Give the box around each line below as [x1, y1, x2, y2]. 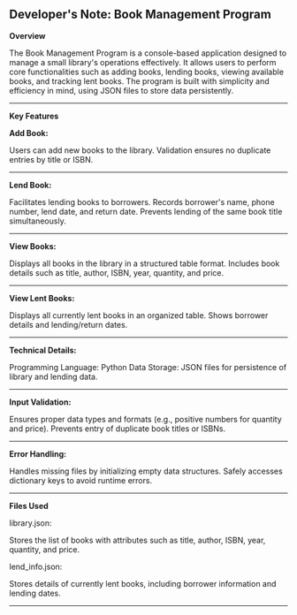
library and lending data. [9, 371, 98, 382]
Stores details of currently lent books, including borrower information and [9, 578, 277, 588]
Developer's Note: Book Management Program [9, 7, 271, 22]
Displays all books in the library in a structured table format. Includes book [9, 258, 280, 269]
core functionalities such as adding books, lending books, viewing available [9, 66, 285, 77]
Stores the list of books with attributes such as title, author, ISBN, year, [9, 535, 266, 545]
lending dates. [9, 588, 62, 598]
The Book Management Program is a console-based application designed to [9, 48, 287, 58]
